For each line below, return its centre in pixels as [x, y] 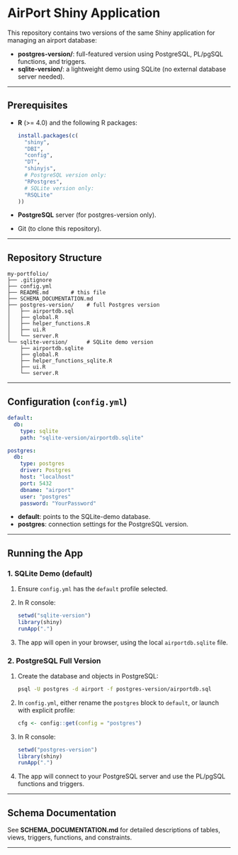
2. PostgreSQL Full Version [54, 661]
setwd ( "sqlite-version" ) [54, 616]
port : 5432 [36, 484]
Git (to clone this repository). [59, 229]
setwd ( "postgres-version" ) [57, 749]
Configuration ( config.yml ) [67, 402]
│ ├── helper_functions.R [49, 324]
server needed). [41, 77]
